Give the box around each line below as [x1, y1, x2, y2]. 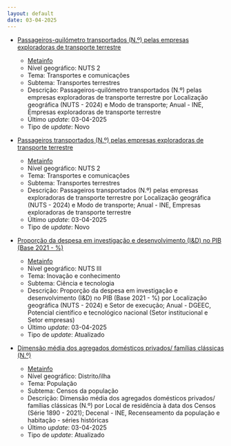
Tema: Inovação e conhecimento [27, 271, 121, 280]
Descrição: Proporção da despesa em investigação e [27, 286, 178, 295]
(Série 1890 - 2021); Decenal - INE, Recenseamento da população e [27, 409, 221, 417]
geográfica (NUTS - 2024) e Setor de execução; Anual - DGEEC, [27, 301, 212, 309]
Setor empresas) [27, 315, 75, 324]
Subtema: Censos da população [27, 387, 119, 395]
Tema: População [27, 379, 77, 387]
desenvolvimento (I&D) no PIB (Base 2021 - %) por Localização [27, 293, 208, 301]
